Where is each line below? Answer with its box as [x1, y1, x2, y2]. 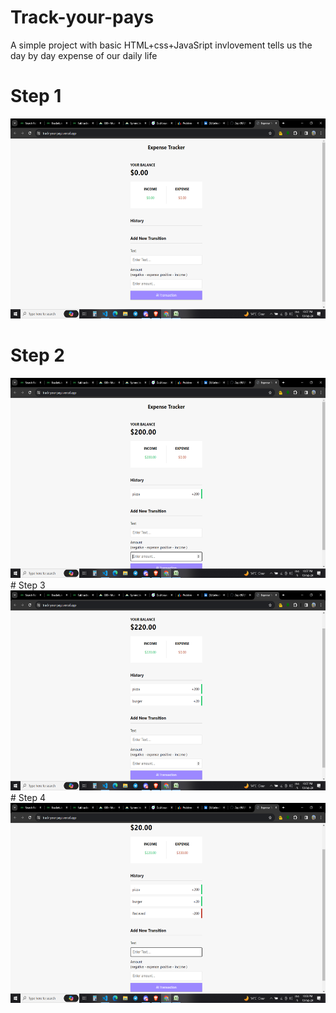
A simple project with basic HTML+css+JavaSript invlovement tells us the [10, 39, 313, 51]
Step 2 [10, 344, 65, 367]
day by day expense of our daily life [10, 49, 158, 61]
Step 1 [10, 85, 62, 108]
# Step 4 [10, 791, 46, 803]
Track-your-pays [10, 6, 155, 29]
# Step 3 [10, 579, 46, 591]
